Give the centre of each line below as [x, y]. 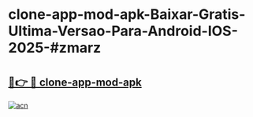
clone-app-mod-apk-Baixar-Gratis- [127, 15]
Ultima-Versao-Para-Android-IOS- [123, 31]
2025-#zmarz [55, 48]
